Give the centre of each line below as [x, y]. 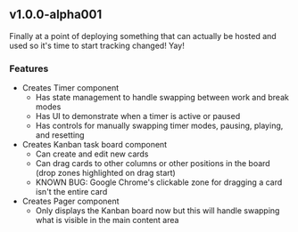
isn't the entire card [71, 192]
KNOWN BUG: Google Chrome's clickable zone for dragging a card [159, 182]
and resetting [60, 135]
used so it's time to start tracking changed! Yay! [97, 45]
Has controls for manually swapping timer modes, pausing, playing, [159, 126]
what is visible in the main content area [107, 220]
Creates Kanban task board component [95, 145]
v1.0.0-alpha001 [56, 15]
